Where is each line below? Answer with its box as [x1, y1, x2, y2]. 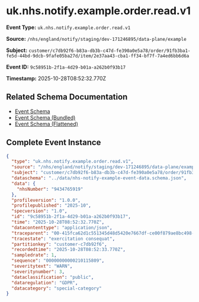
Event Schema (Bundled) [14, 114, 76, 121]
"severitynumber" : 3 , [11, 268, 65, 275]
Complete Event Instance [6, 137, 101, 147]
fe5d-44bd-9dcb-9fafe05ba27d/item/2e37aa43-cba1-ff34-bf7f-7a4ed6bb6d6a [6, 53, 190, 59]
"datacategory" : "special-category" [11, 285, 102, 291]
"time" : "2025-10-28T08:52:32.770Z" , [11, 219, 105, 226]
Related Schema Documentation [6, 92, 128, 102]
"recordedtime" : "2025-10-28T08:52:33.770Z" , [11, 247, 126, 253]
